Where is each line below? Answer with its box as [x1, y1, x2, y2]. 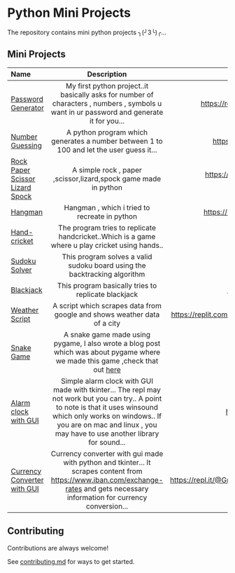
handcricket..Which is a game [58, 231, 156, 241]
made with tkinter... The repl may [53, 385, 161, 394]
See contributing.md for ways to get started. [7, 557, 135, 565]
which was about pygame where [53, 347, 161, 357]
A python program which [66, 127, 148, 137]
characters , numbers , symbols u [52, 98, 162, 108]
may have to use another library [55, 429, 159, 439]
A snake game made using [63, 329, 151, 339]
